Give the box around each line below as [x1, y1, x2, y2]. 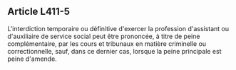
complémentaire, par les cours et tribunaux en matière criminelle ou [7, 39, 207, 48]
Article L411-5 [7, 6, 70, 18]
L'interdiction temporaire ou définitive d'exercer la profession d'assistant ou [7, 24, 230, 33]
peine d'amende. [7, 54, 57, 63]
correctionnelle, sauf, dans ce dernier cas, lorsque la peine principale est [7, 47, 222, 55]
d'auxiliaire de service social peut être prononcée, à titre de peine [7, 32, 200, 40]
